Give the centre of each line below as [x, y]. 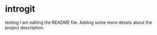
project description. [25, 27]
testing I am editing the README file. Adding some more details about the [78, 22]
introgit [20, 9]
